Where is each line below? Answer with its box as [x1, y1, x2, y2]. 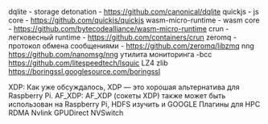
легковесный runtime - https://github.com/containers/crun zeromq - [8, 32, 237, 42]
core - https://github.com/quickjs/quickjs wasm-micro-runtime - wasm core [8, 15, 260, 25]
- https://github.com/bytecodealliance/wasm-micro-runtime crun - [8, 24, 229, 33]
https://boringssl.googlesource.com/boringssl [8, 67, 161, 76]
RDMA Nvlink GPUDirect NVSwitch [8, 108, 124, 118]
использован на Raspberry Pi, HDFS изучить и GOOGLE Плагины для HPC [8, 100, 261, 109]
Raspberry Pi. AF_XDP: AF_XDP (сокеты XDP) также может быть [8, 91, 226, 100]
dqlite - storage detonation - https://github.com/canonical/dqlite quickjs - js [8, 7, 259, 16]
